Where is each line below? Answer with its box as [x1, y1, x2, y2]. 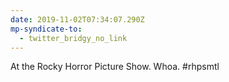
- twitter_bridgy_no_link [19, 33, 128, 43]
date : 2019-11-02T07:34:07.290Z [10, 14, 145, 25]
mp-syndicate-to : [10, 24, 83, 34]
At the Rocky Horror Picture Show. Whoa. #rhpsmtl [10, 61, 220, 73]
